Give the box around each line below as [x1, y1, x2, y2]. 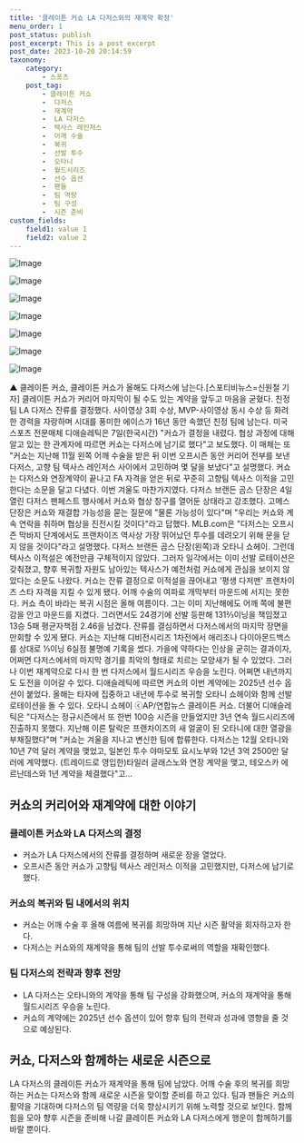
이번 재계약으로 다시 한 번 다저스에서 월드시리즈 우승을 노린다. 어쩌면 [18, 666, 261, 677]
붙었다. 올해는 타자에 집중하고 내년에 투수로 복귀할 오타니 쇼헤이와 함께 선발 [25, 689, 293, 700]
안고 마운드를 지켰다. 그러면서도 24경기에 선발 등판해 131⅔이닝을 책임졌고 [25, 610, 288, 621]
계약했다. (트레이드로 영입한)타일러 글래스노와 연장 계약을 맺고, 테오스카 [25, 757, 279, 768]
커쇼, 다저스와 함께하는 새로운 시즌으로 [9, 1053, 211, 1068]
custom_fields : [9, 215, 67, 225]
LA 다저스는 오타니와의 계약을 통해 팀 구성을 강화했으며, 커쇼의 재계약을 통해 [22, 989, 292, 1000]
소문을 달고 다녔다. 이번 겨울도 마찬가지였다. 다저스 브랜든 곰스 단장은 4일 [33, 484, 293, 495]
